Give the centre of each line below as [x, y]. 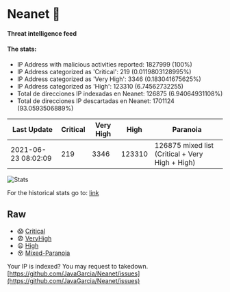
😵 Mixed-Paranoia [43, 253]
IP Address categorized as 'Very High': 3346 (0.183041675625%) [109, 79]
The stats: [22, 49]
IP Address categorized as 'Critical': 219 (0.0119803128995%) [104, 71]
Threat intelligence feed [42, 33]
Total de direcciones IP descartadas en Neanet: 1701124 [95, 101]
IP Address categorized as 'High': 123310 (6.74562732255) [100, 86]
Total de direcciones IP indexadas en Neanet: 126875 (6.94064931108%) [120, 93]
